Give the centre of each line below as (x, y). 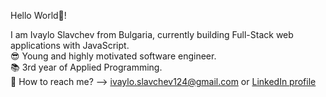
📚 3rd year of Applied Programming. (86, 67)
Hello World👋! (38, 15)
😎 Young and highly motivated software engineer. (113, 56)
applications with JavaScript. (70, 45)
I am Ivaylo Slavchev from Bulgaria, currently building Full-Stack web (152, 34)
